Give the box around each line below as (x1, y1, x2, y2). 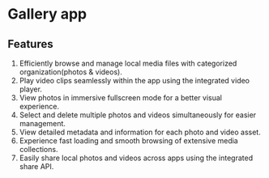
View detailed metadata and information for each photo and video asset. (19, 127, 261, 137)
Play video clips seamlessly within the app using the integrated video (19, 76, 250, 85)
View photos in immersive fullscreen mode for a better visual (19, 93, 222, 102)
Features (7, 37, 53, 51)
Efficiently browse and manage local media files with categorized (19, 58, 237, 68)
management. (19, 119, 66, 128)
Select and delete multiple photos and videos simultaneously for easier (19, 110, 257, 120)
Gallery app (7, 5, 88, 23)
